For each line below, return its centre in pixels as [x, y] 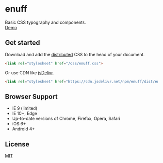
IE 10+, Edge [24, 114]
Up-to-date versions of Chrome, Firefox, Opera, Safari [66, 119]
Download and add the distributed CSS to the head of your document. [75, 54]
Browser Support [32, 96]
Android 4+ [23, 129]
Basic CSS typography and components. [46, 22]
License [17, 144]
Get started [23, 43]
